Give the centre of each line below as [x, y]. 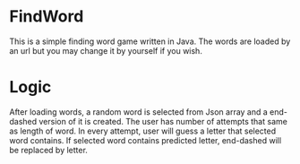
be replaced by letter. [48, 150]
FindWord [47, 17]
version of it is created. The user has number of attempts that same [163, 121]
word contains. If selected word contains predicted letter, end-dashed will [146, 140]
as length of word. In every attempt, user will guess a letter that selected [143, 131]
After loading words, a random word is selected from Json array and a [139, 112]
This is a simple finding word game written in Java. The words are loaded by [150, 41]
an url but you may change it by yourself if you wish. [106, 50]
